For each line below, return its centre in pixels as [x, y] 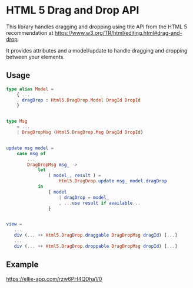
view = [14, 224]
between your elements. [36, 57]
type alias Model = [30, 89]
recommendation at [30, 32]
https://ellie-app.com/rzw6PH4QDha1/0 [54, 279]
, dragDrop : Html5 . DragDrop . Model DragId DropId [79, 100]
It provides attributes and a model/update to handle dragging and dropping [97, 50]
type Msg [17, 122]
